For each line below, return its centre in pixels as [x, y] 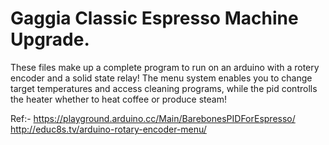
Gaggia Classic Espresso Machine [154, 18]
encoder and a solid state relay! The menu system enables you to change [161, 78]
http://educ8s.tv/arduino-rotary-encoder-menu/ [108, 129]
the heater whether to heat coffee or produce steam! [118, 99]
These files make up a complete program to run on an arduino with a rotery [165, 67]
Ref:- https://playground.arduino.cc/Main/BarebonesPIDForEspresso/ [153, 118]
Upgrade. [50, 39]
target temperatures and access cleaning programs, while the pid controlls [164, 88]
